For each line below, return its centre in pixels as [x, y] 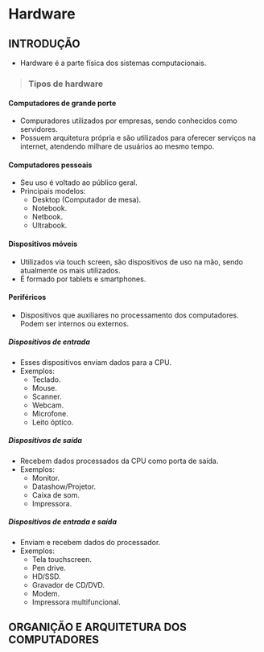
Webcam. [48, 405]
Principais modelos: [53, 191]
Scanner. [47, 396]
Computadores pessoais [50, 165]
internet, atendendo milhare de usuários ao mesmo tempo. [117, 146]
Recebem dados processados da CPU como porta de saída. [119, 461]
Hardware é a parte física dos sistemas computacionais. [113, 63]
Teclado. [46, 379]
